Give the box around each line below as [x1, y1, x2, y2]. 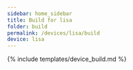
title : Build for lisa [7, 17, 72, 24]
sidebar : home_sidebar [7, 10, 72, 17]
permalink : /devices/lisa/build [7, 29, 100, 37]
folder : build [7, 23, 48, 30]
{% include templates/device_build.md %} [7, 55, 127, 63]
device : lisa [7, 36, 45, 43]
